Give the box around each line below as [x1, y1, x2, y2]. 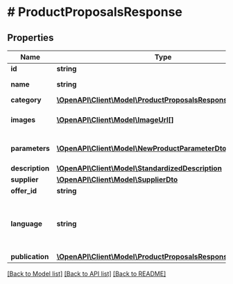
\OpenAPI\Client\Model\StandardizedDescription [56, 163, 222, 173]
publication [10, 252, 49, 261]
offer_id [10, 186, 37, 195]
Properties [7, 32, 54, 44]
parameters [10, 143, 50, 153]
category [10, 95, 42, 105]
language [10, 219, 43, 229]
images [10, 115, 36, 125]
